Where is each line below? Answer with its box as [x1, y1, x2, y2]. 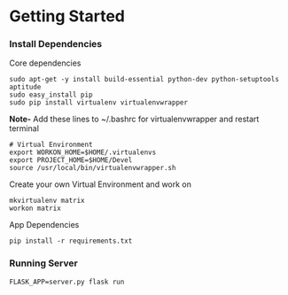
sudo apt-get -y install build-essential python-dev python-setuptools [9, 75, 279, 84]
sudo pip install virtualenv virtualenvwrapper [9, 98, 189, 107]
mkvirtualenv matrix [9, 197, 86, 206]
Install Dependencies [9, 38, 103, 50]
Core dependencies [9, 58, 82, 68]
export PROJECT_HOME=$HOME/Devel [9, 156, 133, 165]
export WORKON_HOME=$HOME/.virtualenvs [9, 148, 157, 157]
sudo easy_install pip [9, 90, 93, 99]
